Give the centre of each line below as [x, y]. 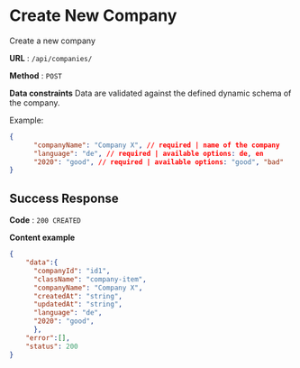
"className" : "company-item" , [90, 279]
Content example [42, 238]
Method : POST [36, 75]
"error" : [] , [48, 338]
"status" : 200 [52, 346]
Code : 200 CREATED [45, 220]
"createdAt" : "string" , [78, 296]
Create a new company [53, 41]
